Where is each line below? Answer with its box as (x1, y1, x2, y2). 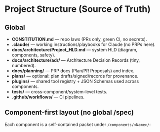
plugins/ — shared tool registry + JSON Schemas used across (11, 78, 139, 84)
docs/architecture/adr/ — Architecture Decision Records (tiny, (11, 57, 140, 63)
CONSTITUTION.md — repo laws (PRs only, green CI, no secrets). (11, 36, 147, 42)
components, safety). (11, 52, 55, 58)
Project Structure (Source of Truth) (4, 3, 151, 15)
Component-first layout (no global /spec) (4, 108, 134, 117)
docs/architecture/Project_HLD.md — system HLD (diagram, (11, 47, 138, 52)
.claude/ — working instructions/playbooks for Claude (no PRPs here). (11, 42, 156, 47)
